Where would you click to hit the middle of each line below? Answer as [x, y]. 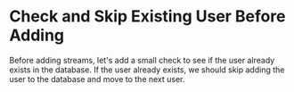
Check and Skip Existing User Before [147, 17]
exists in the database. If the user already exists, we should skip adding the [147, 70]
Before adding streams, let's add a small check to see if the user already [142, 60]
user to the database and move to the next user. [97, 79]
